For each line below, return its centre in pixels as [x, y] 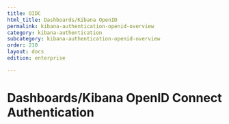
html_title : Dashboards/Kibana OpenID [62, 20]
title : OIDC [24, 13]
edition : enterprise [37, 58]
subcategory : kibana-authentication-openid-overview [84, 39]
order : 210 [23, 45]
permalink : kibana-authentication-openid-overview [81, 26]
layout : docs [26, 52]
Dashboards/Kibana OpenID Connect [114, 98]
